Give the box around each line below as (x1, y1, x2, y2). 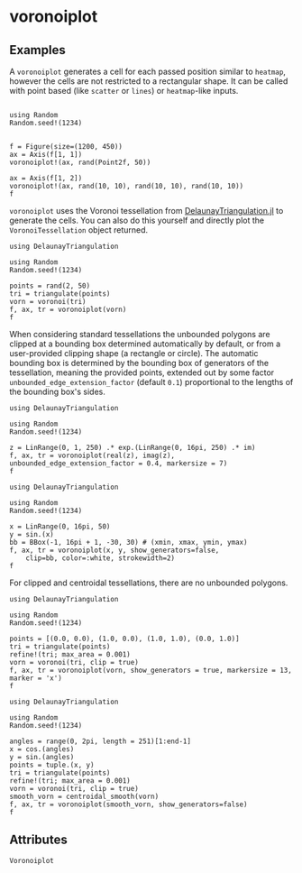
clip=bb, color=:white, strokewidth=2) (25, 554, 176, 563)
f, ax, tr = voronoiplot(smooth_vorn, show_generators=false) (9, 800, 248, 809)
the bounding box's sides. (9, 386, 105, 397)
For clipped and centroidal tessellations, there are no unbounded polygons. (9, 577, 288, 588)
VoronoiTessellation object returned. (9, 225, 149, 235)
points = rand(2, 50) (9, 281, 91, 290)
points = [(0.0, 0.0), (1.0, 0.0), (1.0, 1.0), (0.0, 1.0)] (9, 634, 241, 643)
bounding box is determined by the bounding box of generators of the (9, 358, 270, 368)
